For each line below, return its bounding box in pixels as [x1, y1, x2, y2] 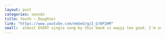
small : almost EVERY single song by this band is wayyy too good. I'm [4, 26, 156, 31]
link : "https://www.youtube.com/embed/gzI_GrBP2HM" [4, 21, 113, 26]
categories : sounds [4, 12, 45, 17]
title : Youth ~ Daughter [4, 16, 56, 21]
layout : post [4, 7, 32, 12]
